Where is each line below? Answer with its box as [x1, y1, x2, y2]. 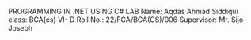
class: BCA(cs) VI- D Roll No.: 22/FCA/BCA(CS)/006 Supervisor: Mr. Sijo [8, 15, 244, 24]
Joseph [8, 24, 33, 32]
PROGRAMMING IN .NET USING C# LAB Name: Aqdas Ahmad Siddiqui [8, 7, 239, 16]
